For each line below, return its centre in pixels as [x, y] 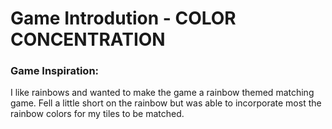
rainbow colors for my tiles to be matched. [97, 114]
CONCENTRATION [88, 39]
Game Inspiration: [55, 71]
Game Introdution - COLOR [123, 18]
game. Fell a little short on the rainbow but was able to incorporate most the [166, 103]
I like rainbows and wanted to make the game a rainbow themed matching [162, 93]
